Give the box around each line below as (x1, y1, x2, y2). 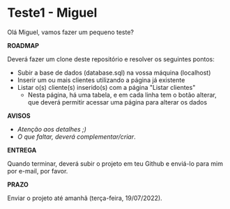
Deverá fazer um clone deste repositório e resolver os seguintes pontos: (7, 54, 215, 63)
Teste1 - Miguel (7, 5, 98, 21)
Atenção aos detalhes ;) (17, 125, 87, 133)
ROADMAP (7, 41, 40, 49)
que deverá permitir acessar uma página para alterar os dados (27, 98, 208, 106)
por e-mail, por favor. (7, 167, 68, 175)
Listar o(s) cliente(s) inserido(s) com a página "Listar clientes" (17, 83, 196, 91)
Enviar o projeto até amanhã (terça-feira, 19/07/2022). (7, 194, 162, 202)
